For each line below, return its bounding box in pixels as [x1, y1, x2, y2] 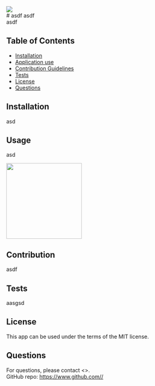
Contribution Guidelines [14, 65, 74, 72]
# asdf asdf [6, 12, 35, 19]
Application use [14, 58, 54, 65]
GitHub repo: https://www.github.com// [6, 373, 104, 380]
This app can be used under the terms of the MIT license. [6, 333, 149, 340]
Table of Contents [6, 36, 75, 46]
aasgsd [6, 299, 25, 307]
